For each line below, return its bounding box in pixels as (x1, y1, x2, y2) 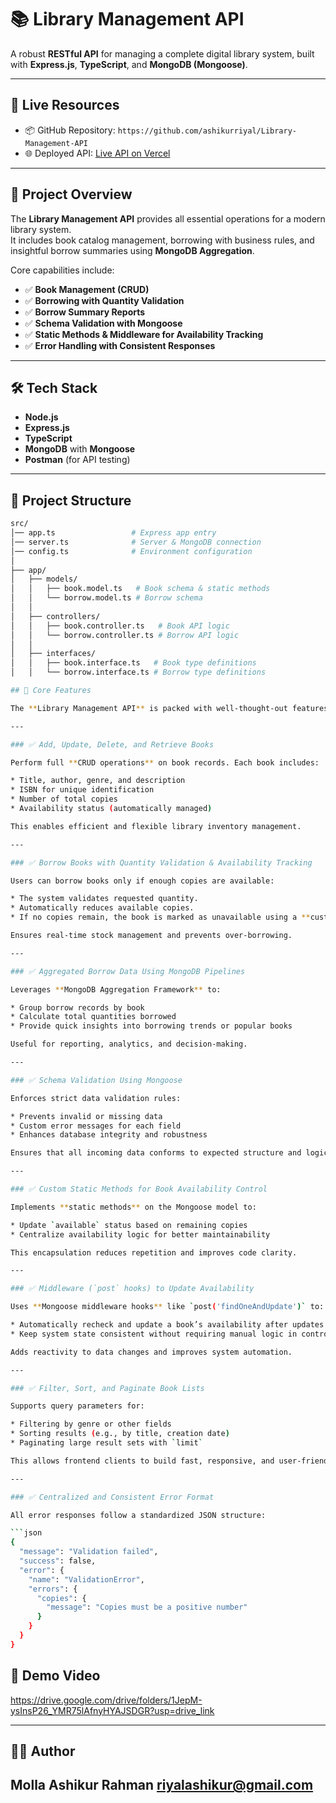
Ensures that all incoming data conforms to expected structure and (10, 1148, 302, 1158)
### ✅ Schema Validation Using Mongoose (10, 1075, 183, 1085)
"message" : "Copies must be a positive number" (46, 1602, 248, 1613)
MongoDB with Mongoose (24, 443, 136, 455)
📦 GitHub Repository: (24, 124, 116, 136)
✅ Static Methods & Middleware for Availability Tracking (24, 328, 264, 340)
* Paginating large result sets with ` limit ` (10, 1438, 203, 1448)
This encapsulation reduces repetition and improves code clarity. (10, 1247, 298, 1258)
